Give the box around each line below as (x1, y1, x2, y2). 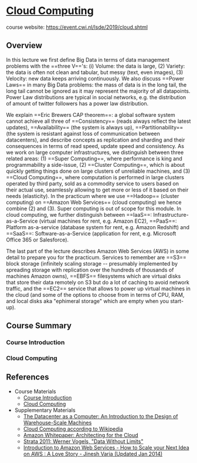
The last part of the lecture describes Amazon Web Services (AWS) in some (6, 247, 189, 254)
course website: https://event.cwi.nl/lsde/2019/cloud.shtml (6, 24, 148, 31)
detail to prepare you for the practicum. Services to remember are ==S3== (6, 254, 186, 261)
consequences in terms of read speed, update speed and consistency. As (6, 142, 185, 149)
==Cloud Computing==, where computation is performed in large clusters (6, 173, 185, 180)
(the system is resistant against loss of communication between (6, 130, 160, 137)
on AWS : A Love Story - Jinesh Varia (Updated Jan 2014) (23, 450, 163, 457)
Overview (6, 41, 43, 51)
